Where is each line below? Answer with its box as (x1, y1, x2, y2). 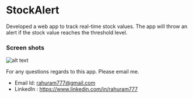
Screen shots (6, 43, 45, 51)
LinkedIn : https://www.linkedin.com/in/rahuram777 (14, 86, 138, 93)
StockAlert (6, 3, 59, 17)
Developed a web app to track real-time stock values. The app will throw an (6, 23, 188, 30)
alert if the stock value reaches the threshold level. (6, 29, 128, 36)
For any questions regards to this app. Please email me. (6, 68, 139, 75)
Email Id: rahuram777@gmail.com (14, 79, 96, 86)
